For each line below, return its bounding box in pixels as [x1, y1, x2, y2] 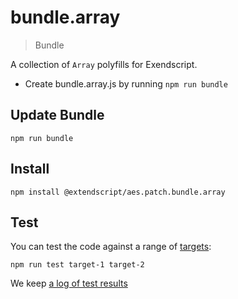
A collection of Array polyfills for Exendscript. [10, 58, 198, 70]
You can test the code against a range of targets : [10, 241, 212, 253]
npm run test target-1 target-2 [10, 260, 145, 270]
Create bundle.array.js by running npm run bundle [24, 77, 228, 90]
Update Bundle [10, 107, 105, 124]
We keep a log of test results [10, 277, 128, 290]
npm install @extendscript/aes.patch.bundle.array [10, 187, 226, 197]
